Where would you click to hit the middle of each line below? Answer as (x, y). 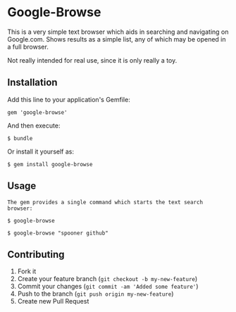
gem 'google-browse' (38, 112)
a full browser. (28, 46)
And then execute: (34, 125)
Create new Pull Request (53, 301)
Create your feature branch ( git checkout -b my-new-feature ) (107, 279)
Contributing (36, 254)
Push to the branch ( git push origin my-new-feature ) (95, 294)
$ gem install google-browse (50, 164)
